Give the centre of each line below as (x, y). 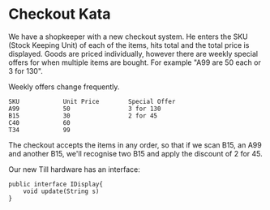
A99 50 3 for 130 (85, 109)
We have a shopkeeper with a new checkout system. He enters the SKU (129, 36)
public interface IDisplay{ (56, 184)
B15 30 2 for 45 (83, 116)
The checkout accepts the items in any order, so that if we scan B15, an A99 (135, 145)
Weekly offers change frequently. (64, 87)
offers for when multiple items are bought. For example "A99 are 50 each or (135, 62)
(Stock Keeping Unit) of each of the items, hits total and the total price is (129, 45)
